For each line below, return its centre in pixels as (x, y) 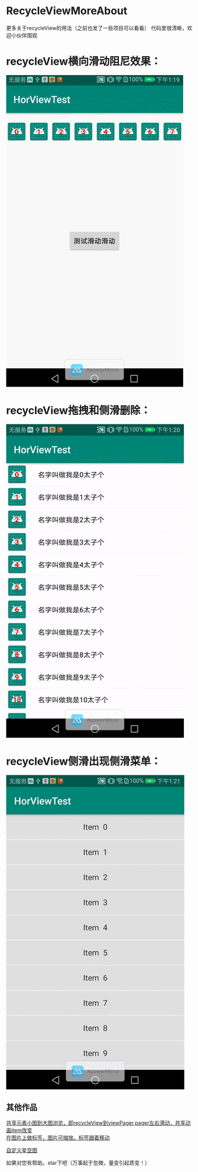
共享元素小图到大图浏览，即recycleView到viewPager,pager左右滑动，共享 (96, 1123)
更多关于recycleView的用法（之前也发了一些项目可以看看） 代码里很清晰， (97, 28)
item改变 (22, 1130)
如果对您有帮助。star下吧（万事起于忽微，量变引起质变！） (78, 1163)
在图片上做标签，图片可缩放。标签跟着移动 (58, 1137)
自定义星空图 (22, 1150)
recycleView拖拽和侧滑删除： (79, 410)
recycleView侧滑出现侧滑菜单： (84, 761)
